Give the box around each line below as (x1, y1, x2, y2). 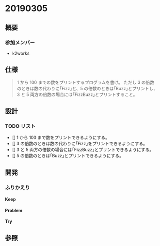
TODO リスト (5, 123, 36, 129)
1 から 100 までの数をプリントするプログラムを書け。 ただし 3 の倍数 (16, 79, 155, 85)
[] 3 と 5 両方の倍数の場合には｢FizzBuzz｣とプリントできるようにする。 (12, 147, 154, 153)
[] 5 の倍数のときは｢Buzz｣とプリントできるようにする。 (12, 153, 124, 159)
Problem (5, 207, 23, 213)
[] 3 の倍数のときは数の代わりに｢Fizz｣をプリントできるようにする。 (12, 141, 148, 147)
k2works (12, 50, 30, 56)
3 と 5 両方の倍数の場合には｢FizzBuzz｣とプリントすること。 (16, 92, 138, 97)
